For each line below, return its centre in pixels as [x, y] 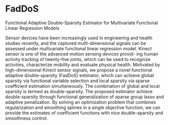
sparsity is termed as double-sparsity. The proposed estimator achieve [79, 91]
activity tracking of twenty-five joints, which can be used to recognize [78, 59]
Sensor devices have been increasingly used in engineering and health [79, 38]
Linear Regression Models [32, 28]
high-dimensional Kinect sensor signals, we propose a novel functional [79, 70]
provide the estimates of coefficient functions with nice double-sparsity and [84, 113]
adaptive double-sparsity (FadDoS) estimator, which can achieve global [79, 75]
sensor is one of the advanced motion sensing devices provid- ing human [82, 54]
